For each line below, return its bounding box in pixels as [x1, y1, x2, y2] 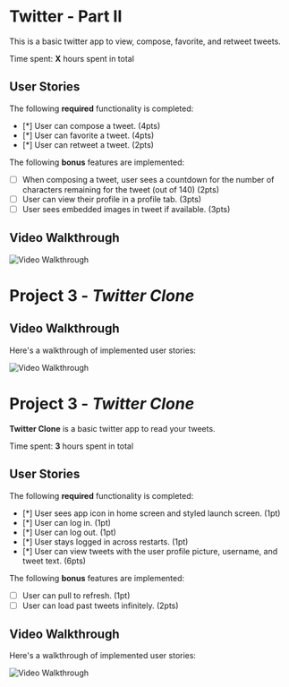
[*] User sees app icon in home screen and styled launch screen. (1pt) [21, 508, 281, 519]
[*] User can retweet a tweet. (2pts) [21, 139, 155, 150]
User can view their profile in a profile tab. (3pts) [21, 193, 202, 204]
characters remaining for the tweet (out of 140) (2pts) [21, 184, 220, 194]
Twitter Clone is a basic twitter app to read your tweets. [9, 423, 217, 434]
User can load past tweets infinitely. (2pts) [21, 600, 179, 611]
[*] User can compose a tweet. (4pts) [21, 120, 161, 131]
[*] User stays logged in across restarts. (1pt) [21, 536, 189, 547]
